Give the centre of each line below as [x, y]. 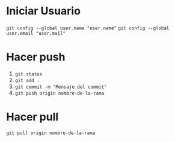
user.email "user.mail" [36, 33]
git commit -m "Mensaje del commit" [61, 87]
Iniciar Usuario [44, 11]
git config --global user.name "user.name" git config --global [88, 28]
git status [29, 74]
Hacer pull [32, 117]
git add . [27, 80]
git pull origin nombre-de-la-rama [51, 133]
